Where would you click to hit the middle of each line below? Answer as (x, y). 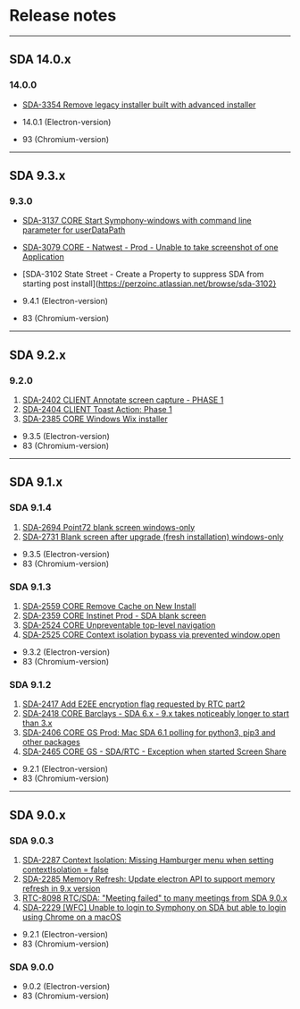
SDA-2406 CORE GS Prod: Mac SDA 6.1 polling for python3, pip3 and (149, 733)
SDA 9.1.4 (30, 508)
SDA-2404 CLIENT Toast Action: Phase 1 (97, 409)
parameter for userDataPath (74, 230)
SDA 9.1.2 (30, 684)
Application (43, 257)
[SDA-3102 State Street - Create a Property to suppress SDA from (143, 275)
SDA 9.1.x (36, 483)
